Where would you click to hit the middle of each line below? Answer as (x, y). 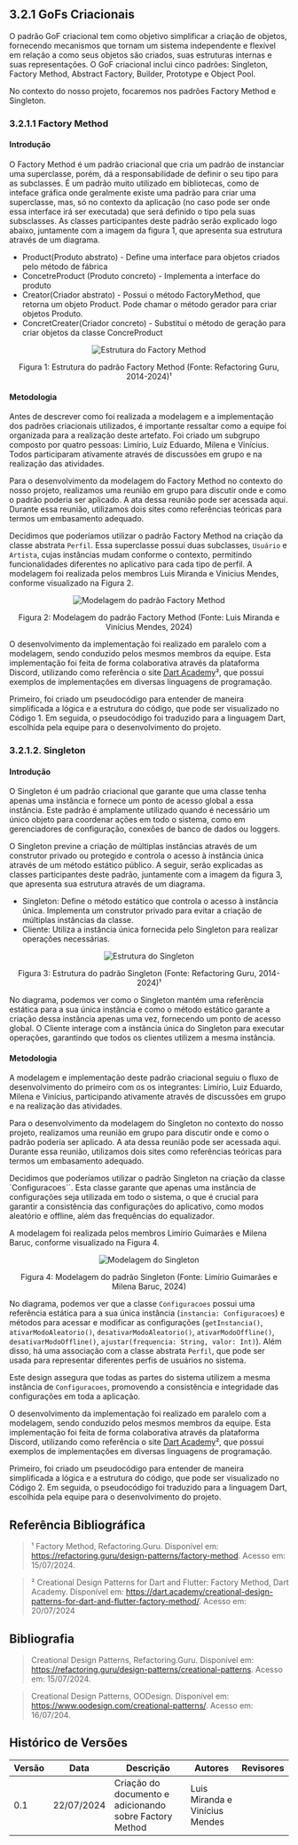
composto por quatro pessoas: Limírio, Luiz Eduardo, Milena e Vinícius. (139, 445)
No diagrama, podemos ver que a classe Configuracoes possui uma (132, 1304)
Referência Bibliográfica (78, 1525)
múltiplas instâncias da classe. (78, 920)
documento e (142, 1793)
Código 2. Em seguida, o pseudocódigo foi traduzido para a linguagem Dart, (149, 1488)
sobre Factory (143, 1816)
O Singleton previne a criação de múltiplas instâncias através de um (133, 847)
